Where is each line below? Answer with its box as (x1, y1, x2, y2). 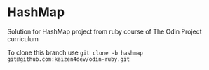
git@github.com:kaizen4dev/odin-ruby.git (7, 55, 130, 63)
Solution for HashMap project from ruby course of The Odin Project (7, 27, 202, 36)
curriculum (7, 34, 39, 43)
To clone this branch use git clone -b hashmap (7, 48, 144, 57)
